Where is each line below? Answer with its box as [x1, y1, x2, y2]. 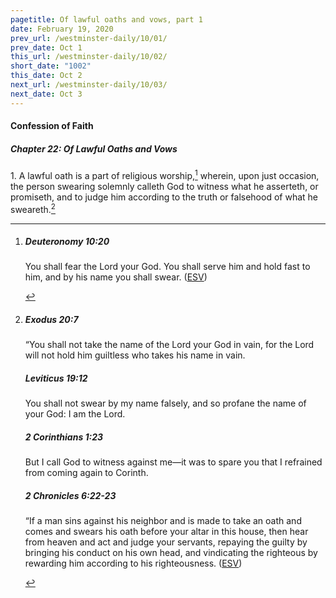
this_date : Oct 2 [10, 71, 83, 81]
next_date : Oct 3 [10, 89, 83, 99]
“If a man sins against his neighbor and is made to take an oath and [24, 515, 302, 527]
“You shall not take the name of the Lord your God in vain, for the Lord [24, 339, 315, 351]
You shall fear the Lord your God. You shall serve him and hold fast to [24, 261, 311, 273]
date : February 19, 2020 [10, 24, 114, 34]
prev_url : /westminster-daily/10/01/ [10, 33, 168, 43]
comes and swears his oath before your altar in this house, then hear [24, 526, 309, 538]
